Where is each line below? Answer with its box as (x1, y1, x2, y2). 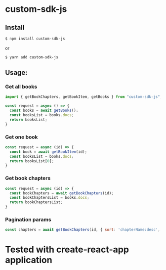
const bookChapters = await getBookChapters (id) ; (9, 190, 114, 196)
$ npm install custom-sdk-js (5, 36, 65, 41)
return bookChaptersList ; (9, 200, 63, 205)
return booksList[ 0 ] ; (9, 158, 54, 164)
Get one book (5, 134, 38, 140)
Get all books (5, 83, 38, 90)
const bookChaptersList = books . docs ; (9, 195, 90, 200)
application (5, 255, 53, 266)
